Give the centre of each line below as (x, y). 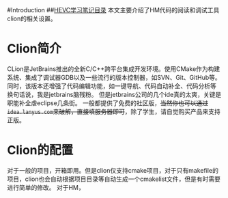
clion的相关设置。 (32, 18)
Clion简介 (34, 49)
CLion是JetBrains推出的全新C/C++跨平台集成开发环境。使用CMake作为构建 (114, 69)
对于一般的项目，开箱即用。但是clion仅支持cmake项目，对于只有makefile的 (113, 170)
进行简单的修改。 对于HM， (46, 187)
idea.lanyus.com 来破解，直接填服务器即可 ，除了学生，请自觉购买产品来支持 (114, 111)
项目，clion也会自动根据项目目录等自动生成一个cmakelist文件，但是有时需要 (114, 179)
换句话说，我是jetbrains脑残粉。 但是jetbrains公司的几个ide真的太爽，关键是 (114, 94)
